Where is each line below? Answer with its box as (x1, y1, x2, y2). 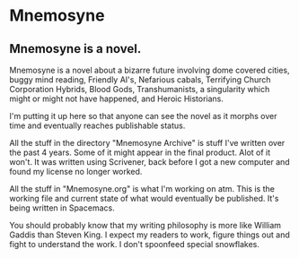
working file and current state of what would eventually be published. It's (9, 193, 279, 203)
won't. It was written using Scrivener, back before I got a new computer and (9, 157, 290, 167)
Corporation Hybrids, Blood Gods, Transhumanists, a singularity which (9, 84, 270, 94)
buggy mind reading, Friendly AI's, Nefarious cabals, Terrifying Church (9, 74, 271, 85)
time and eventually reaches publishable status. (9, 120, 186, 131)
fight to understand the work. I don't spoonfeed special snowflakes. (9, 239, 260, 249)
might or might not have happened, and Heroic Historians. (9, 93, 224, 104)
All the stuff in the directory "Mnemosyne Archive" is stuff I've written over (9, 138, 286, 148)
